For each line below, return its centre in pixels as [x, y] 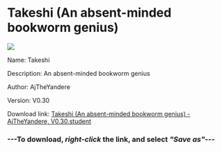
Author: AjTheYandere [39, 87]
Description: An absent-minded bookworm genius [79, 73]
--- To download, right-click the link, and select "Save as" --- [111, 139]
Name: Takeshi [29, 60]
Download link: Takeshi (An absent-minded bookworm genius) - [99, 113]
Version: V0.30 [29, 100]
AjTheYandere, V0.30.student [49, 121]
